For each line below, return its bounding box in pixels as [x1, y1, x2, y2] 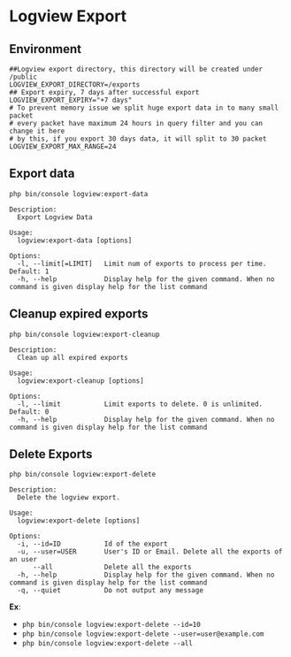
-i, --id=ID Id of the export [17, 539, 168, 549]
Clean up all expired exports [17, 353, 128, 362]
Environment [9, 42, 82, 57]
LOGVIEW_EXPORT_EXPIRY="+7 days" [9, 95, 133, 104]
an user [9, 555, 38, 564]
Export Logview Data [17, 212, 93, 222]
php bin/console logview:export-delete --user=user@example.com [21, 630, 264, 638]
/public [9, 73, 38, 81]
